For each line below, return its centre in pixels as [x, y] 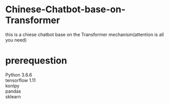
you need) [16, 40]
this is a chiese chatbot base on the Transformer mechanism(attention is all [84, 34]
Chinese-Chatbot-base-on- [66, 9]
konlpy [12, 86]
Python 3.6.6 [19, 75]
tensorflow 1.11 [20, 80]
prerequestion [36, 61]
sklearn [13, 96]
